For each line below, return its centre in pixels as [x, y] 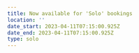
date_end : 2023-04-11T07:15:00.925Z [60, 33]
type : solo [23, 39]
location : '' [26, 20]
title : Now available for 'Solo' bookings [70, 13]
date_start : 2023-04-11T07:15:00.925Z [64, 26]
